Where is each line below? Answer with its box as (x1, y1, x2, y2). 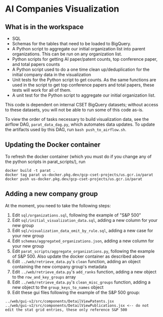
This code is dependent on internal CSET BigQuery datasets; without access (5, 102, 159, 107)
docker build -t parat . (5, 168, 55, 173)
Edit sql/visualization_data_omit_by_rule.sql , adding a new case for (12, 227, 153, 234)
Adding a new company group (5, 190, 98, 198)
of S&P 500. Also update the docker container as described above (12, 253, 145, 259)
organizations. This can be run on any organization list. (12, 51, 123, 57)
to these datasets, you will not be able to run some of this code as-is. (5, 107, 144, 113)
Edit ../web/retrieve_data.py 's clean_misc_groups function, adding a (12, 279, 151, 285)
